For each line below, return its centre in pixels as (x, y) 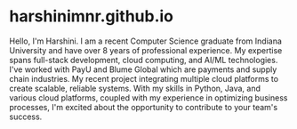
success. (26, 117)
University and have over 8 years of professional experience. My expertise (146, 50)
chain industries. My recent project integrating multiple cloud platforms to (144, 78)
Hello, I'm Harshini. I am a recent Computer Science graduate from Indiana (146, 41)
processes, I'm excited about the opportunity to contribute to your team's (144, 107)
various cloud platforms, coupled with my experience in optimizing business (148, 97)
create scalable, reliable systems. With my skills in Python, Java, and (135, 88)
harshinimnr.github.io (92, 16)
